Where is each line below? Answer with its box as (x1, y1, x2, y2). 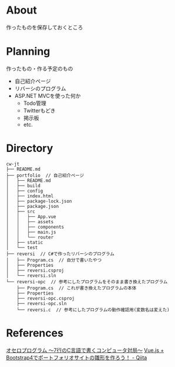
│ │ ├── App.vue (6, 213, 57, 220)
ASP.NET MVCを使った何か (14, 92, 81, 99)
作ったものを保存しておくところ (6, 24, 83, 31)
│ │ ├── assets (6, 219, 54, 224)
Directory (6, 142, 53, 155)
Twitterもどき (23, 107, 56, 114)
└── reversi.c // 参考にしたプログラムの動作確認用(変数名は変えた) (16, 307, 170, 313)
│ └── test (6, 244, 38, 250)
